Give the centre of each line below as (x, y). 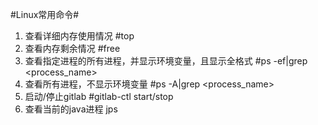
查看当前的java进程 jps (71, 109)
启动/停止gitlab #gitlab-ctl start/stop (99, 96)
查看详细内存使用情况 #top (79, 36)
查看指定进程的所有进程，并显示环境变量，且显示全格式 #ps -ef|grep (166, 61)
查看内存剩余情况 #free (72, 48)
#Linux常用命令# (45, 14)
